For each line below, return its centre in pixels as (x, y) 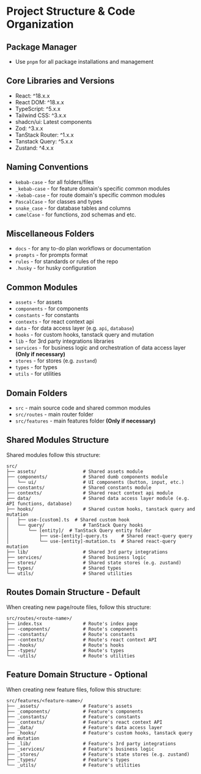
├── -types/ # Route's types (65, 650)
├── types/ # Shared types (64, 568)
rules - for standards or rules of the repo (67, 261)
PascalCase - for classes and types (59, 201)
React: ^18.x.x (32, 96)
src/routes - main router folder (54, 415)
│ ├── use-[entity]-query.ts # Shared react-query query (99, 536)
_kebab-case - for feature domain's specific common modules (93, 188)
